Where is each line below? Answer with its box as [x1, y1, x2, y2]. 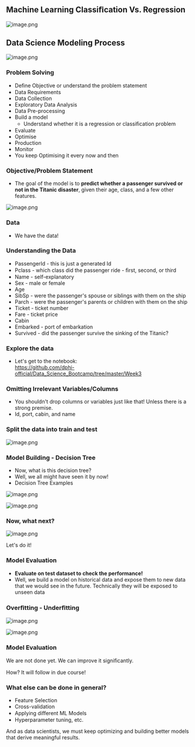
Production [14, 139, 42, 146]
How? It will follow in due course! [6, 669, 86, 676]
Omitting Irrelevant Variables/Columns [6, 385, 119, 393]
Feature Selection [14, 697, 58, 704]
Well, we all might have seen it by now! [14, 473, 109, 480]
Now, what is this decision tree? [14, 467, 92, 474]
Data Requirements [14, 88, 62, 95]
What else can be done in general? [6, 683, 107, 692]
